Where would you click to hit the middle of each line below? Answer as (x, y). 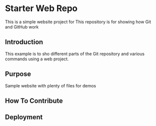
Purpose (18, 74)
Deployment (24, 117)
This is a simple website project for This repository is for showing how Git (78, 22)
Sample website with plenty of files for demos (51, 85)
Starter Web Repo (41, 8)
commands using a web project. (37, 59)
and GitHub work (22, 27)
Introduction (24, 42)
